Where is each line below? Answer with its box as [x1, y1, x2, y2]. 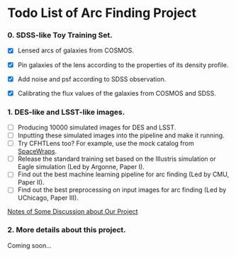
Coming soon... [7, 241, 52, 249]
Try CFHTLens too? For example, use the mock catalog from [17, 139, 194, 148]
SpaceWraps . [17, 147, 57, 156]
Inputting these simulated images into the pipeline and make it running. [17, 131, 225, 139]
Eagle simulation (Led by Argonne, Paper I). [17, 163, 145, 171]
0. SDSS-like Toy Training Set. [7, 30, 113, 40]
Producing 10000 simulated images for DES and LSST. [17, 123, 176, 132]
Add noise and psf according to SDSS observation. [17, 74, 167, 83]
